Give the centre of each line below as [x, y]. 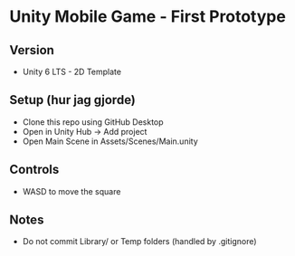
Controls [34, 170]
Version [32, 50]
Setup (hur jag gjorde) [72, 100]
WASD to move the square [71, 191]
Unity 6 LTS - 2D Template [72, 71]
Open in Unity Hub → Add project [85, 131]
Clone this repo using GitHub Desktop [93, 122]
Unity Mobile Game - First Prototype [148, 17]
